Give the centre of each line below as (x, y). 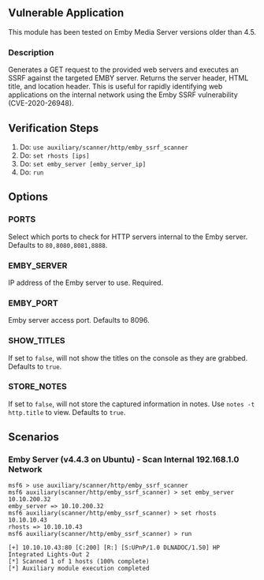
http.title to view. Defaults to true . (67, 412)
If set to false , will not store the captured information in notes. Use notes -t (132, 404)
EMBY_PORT (33, 303)
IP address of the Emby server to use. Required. (86, 283)
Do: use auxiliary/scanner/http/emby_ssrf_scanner (104, 147)
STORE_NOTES (37, 387)
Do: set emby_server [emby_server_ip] (83, 163)
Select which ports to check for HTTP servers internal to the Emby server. (128, 237)
